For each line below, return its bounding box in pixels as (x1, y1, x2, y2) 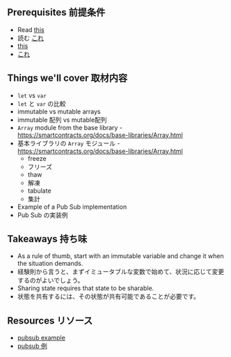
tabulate (27, 187, 51, 195)
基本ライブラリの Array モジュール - (17, 138, 120, 148)
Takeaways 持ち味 (7, 233, 88, 245)
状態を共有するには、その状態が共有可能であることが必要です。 (17, 292, 200, 301)
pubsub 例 (17, 342, 47, 350)
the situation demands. (17, 260, 83, 268)
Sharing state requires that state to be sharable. (17, 284, 154, 292)
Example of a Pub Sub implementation (17, 203, 127, 211)
